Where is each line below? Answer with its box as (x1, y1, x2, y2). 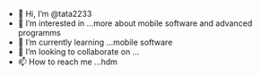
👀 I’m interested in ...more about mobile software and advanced (17, 18, 253, 29)
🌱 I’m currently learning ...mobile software (17, 37, 173, 47)
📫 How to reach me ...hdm (17, 56, 118, 67)
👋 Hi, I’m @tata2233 (17, 9, 92, 19)
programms (17, 28, 61, 37)
